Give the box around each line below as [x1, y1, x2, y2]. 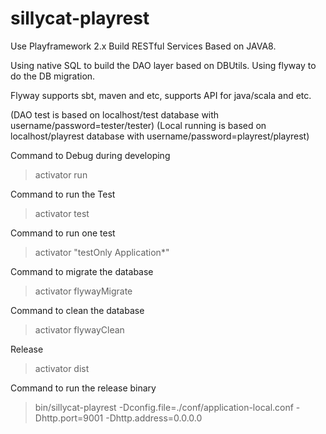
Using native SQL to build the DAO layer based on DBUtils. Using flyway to [10, 59, 317, 71]
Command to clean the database [10, 304, 145, 316]
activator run [34, 168, 88, 181]
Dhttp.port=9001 [34, 412, 104, 424]
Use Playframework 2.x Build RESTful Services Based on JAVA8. [10, 40, 277, 52]
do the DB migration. [10, 70, 96, 82]
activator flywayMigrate [34, 285, 133, 297]
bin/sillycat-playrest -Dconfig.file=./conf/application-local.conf [34, 401, 294, 413]
